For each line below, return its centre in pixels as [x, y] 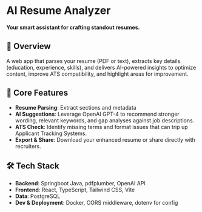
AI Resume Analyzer [59, 11]
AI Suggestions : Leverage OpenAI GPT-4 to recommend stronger [97, 114]
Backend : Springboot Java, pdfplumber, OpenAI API [80, 184]
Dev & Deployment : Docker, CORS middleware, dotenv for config [96, 203]
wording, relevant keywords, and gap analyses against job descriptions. [105, 120]
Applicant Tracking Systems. [51, 133]
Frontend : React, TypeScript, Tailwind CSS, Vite [75, 190]
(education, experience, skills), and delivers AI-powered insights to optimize [101, 67]
